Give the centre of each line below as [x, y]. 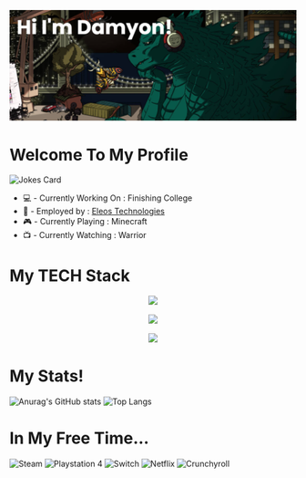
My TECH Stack [70, 275]
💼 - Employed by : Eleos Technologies [94, 212]
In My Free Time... [79, 438]
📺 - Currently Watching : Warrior [85, 235]
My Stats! [47, 376]
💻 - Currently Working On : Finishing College [107, 198]
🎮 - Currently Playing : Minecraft [85, 222]
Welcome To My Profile [99, 155]
